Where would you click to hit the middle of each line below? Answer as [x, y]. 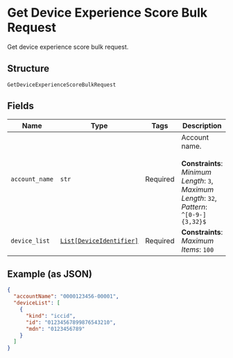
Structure [28, 68]
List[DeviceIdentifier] [99, 241]
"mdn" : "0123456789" [55, 329]
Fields [21, 106]
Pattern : [195, 206]
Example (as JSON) [50, 274]
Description [202, 125]
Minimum [196, 172]
